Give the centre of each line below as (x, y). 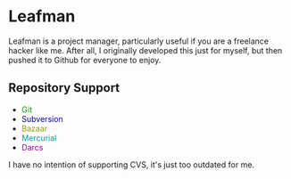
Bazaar (34, 128)
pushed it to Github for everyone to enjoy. (85, 60)
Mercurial (39, 138)
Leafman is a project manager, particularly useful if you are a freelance (139, 41)
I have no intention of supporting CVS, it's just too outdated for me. (132, 164)
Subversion (42, 118)
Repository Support (64, 88)
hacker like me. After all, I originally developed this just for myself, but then (145, 50)
